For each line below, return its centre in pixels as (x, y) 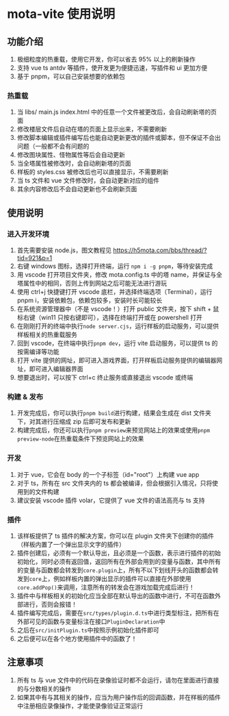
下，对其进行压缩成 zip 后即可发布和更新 (74, 421)
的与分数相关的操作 (44, 689)
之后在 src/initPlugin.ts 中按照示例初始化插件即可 (88, 630)
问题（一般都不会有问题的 (53, 146)
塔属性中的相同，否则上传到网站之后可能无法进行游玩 (92, 283)
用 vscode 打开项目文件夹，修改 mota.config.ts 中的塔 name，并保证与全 (120, 274)
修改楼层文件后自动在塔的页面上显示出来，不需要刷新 (92, 129)
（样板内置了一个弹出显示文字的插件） (71, 544)
